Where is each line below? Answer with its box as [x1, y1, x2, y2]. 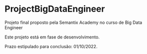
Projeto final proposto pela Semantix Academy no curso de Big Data [4, 19, 143, 25]
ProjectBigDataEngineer [4, 3, 105, 15]
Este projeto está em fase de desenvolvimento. [4, 34, 100, 40]
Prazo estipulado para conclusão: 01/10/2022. [4, 43, 98, 49]
